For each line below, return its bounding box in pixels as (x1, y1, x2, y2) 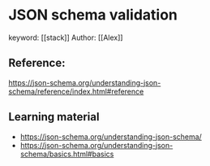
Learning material (8, 110, 100, 124)
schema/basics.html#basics (19, 149, 114, 159)
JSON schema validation (8, 6, 178, 24)
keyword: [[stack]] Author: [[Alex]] (8, 33, 123, 42)
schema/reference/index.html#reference (8, 86, 144, 96)
